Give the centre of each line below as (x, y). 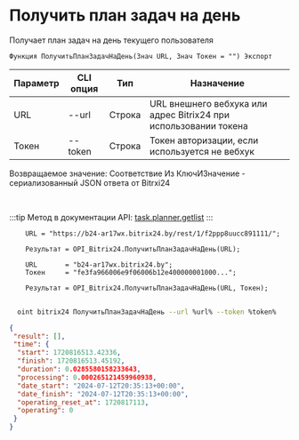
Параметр (36, 83)
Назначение (217, 83)
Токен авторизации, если (204, 140)
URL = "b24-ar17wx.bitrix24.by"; (99, 264)
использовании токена (199, 125)
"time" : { (31, 344)
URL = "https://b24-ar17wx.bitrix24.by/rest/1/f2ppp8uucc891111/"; (153, 233)
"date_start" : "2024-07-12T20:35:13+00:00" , (101, 386)
